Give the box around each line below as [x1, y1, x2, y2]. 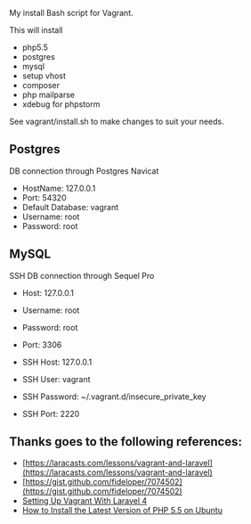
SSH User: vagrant [21, 373, 91, 384]
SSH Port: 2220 [21, 408, 80, 419]
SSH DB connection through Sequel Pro [9, 270, 155, 281]
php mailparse [21, 89, 76, 100]
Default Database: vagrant [21, 201, 119, 212]
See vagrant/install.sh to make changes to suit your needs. [9, 116, 224, 127]
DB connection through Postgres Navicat [9, 165, 159, 176]
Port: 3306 [21, 339, 62, 350]
